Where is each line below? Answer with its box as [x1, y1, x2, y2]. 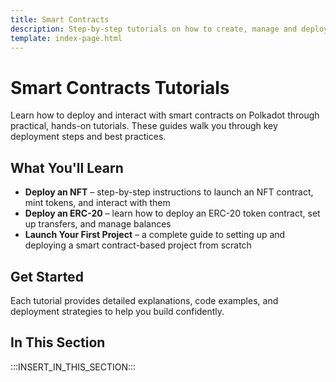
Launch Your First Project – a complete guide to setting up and [24, 229, 286, 241]
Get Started [10, 268, 84, 285]
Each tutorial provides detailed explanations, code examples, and [10, 294, 279, 306]
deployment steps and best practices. [10, 131, 167, 143]
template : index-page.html [10, 33, 123, 43]
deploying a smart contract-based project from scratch [24, 239, 252, 251]
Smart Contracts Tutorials [10, 76, 230, 99]
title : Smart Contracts [10, 14, 110, 25]
